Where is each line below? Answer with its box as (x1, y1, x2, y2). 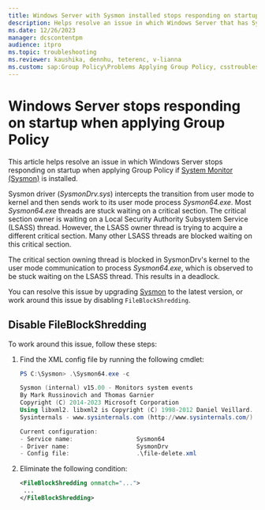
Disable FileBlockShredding (8, 318, 147, 332)
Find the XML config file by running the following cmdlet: (19, 354, 205, 364)
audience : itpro (8, 41, 62, 49)
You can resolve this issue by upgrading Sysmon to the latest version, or (8, 286, 243, 297)
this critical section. (8, 239, 72, 249)
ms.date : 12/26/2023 (8, 26, 77, 34)
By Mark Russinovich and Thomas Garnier (19, 391, 155, 399)
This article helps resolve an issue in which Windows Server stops (8, 157, 223, 166)
